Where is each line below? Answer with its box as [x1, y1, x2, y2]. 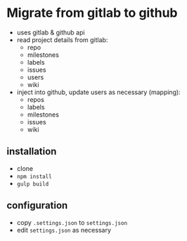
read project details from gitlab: [16, 35, 108, 44]
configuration [6, 200, 68, 211]
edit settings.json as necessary [16, 226, 112, 234]
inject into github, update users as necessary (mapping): [16, 88, 181, 96]
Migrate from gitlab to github [6, 5, 178, 21]
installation [6, 145, 57, 157]
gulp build [16, 181, 49, 188]
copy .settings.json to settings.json [16, 218, 128, 226]
